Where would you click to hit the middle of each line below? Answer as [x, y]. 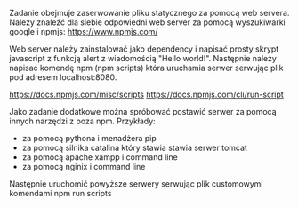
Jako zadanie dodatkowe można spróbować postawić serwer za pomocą [143, 111]
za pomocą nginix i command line [84, 167]
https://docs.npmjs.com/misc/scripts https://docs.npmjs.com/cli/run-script [147, 94]
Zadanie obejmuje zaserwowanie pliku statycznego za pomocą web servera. [149, 13]
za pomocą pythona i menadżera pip [89, 138]
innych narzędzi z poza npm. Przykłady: [82, 121]
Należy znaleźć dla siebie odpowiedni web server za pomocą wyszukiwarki [148, 22]
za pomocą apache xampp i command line [100, 157]
